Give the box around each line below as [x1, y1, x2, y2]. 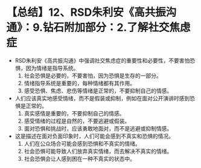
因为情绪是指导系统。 [25, 64, 79, 71]
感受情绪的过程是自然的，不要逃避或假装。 [24, 117, 130, 124]
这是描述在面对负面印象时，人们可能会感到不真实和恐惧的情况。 [14, 132, 174, 140]
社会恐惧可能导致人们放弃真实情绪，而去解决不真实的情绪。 [24, 147, 173, 155]
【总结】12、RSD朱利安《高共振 [6, 5, 166, 19]
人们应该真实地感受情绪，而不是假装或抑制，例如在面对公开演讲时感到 [14, 94, 190, 102]
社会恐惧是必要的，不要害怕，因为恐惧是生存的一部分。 [24, 72, 162, 79]
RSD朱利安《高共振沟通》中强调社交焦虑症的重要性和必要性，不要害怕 [14, 57, 190, 64]
